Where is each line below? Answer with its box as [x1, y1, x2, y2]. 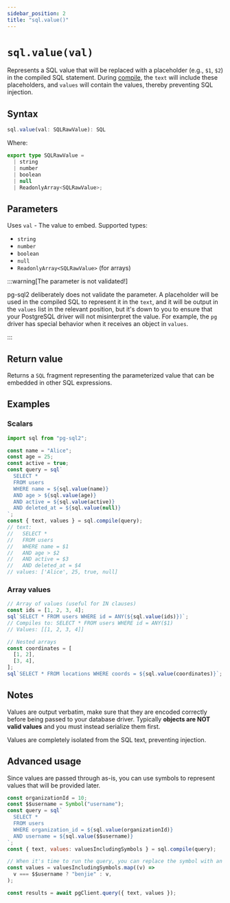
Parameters [7, 203, 58, 215]
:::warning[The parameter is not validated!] [7, 277, 128, 285]
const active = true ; [7, 460, 69, 467]
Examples [7, 398, 50, 410]
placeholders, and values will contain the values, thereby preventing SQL [7, 80, 214, 89]
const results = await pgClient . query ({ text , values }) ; [7, 889, 176, 896]
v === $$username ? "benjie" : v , [13, 871, 112, 878]
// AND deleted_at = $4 [7, 562, 81, 569]
